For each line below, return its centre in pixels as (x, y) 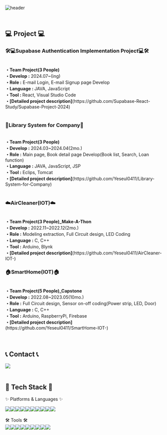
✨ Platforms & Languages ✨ (34, 399)
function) (15, 160)
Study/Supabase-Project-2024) (38, 107)
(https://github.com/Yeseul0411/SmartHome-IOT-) (57, 328)
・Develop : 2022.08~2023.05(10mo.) (45, 297)
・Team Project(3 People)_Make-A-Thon (48, 222)
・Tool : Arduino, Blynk (29, 247)
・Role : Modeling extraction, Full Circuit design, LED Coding (68, 234)
